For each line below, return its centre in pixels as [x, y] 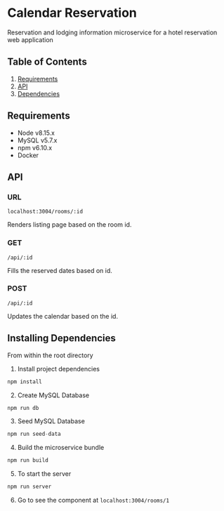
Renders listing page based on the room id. [70, 225]
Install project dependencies [59, 369]
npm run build [28, 460]
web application [31, 39]
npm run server [29, 487]
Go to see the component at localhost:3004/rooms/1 [93, 500]
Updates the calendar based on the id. [62, 316]
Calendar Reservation [72, 13]
